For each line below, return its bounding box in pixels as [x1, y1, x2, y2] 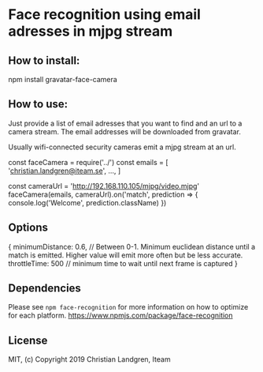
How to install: [8, 54, 80, 67]
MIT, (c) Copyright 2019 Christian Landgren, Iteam [8, 355, 171, 364]
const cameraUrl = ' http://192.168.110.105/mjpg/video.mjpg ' [8, 181, 200, 190]
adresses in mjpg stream [8, 22, 173, 40]
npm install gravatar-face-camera [8, 75, 118, 84]
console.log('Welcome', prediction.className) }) [8, 197, 167, 207]
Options [8, 221, 49, 235]
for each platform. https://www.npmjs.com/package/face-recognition [8, 310, 234, 321]
